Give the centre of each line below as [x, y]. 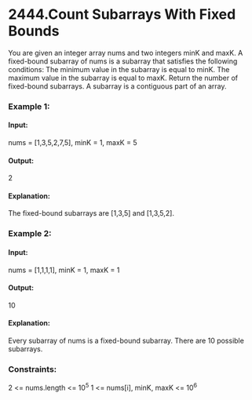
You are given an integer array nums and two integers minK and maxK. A [126, 53]
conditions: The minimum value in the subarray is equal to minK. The [119, 69]
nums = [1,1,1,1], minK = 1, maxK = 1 [64, 270]
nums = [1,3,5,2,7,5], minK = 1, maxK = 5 [73, 143]
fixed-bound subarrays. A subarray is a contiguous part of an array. [117, 86]
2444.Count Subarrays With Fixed [122, 15]
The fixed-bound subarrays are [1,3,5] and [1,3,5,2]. [91, 213]
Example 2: [30, 234]
